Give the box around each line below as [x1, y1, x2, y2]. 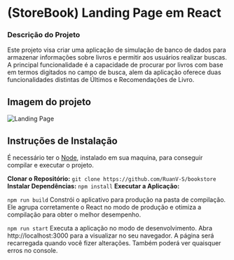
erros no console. [7, 247, 58, 255]
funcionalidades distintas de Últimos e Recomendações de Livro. [7, 76, 195, 84]
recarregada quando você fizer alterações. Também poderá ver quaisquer [7, 239, 221, 247]
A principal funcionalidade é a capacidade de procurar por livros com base [7, 61, 223, 69]
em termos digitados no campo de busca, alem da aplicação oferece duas [7, 68, 222, 76]
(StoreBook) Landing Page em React [7, 5, 222, 21]
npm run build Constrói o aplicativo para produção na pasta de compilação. [7, 196, 226, 204]
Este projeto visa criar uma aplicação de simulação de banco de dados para [7, 46, 226, 54]
